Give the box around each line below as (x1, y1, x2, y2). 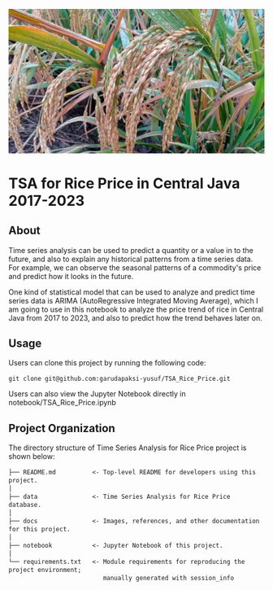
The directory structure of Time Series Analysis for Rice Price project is (8, 443, 247, 452)
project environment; (8, 566, 82, 575)
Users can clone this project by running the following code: (8, 358, 206, 368)
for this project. (8, 526, 71, 534)
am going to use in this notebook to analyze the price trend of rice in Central (8, 304, 264, 314)
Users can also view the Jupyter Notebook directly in (8, 389, 186, 399)
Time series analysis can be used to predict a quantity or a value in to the (8, 245, 253, 255)
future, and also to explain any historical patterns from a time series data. (8, 254, 253, 264)
